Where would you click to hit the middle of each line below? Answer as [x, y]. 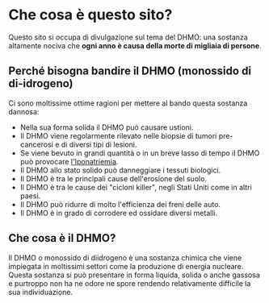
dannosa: [24, 111]
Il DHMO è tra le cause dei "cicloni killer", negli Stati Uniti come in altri [136, 187]
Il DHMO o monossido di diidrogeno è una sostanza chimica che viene [125, 257]
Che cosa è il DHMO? [62, 238]
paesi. [30, 196]
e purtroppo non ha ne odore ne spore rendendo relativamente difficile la [130, 283]
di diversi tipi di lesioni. [99, 144]
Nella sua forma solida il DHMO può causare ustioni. [107, 127]
